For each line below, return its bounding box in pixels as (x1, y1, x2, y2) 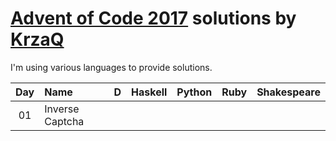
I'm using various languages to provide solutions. (10, 61, 213, 73)
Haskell (131, 85, 168, 99)
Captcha (44, 114, 85, 128)
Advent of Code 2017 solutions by (10, 7, 297, 30)
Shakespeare (256, 85, 321, 99)
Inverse (44, 102, 80, 116)
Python (176, 85, 213, 99)
